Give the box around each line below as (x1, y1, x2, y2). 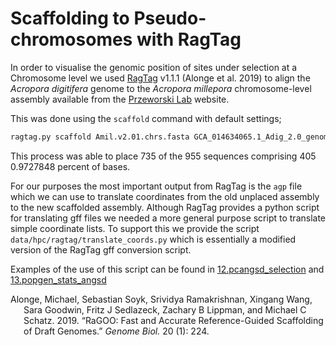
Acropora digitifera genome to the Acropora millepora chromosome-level (10, 82, 312, 94)
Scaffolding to (10, 7, 130, 30)
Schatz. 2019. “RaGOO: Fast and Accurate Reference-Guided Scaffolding (23, 314, 324, 326)
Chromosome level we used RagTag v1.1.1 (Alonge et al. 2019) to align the (10, 72, 311, 84)
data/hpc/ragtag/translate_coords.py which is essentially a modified (10, 233, 297, 245)
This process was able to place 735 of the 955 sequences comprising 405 (10, 150, 317, 162)
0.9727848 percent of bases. (10, 160, 131, 172)
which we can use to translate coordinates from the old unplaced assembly (10, 190, 320, 202)
